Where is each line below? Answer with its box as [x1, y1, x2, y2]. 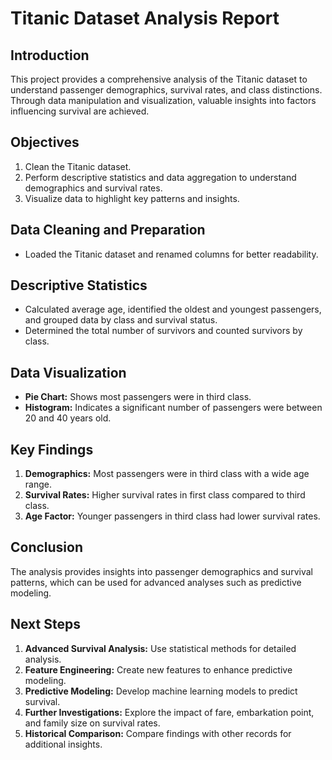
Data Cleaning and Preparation [10, 222, 206, 239]
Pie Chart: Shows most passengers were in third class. [24, 391, 252, 403]
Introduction [10, 47, 90, 64]
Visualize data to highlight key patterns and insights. [24, 192, 240, 204]
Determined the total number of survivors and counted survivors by [24, 325, 303, 337]
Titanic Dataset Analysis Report [10, 7, 280, 30]
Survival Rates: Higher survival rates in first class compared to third [24, 489, 306, 501]
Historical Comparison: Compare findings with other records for [24, 727, 292, 739]
